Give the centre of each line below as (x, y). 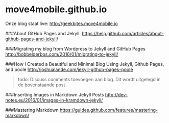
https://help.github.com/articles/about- (123, 33)
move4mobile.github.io (56, 9)
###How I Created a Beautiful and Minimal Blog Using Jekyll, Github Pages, (85, 64)
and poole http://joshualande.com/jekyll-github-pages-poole (69, 69)
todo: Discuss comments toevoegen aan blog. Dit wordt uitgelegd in (89, 79)
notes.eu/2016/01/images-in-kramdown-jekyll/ (54, 100)
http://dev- (116, 94)
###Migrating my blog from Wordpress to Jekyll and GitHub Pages (75, 48)
